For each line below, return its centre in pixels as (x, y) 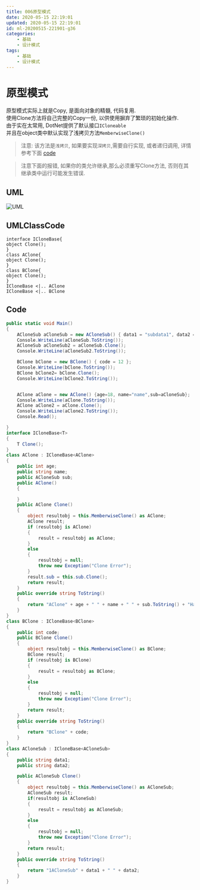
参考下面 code (38, 153)
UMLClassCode (36, 225)
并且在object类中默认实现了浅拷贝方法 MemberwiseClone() (76, 133)
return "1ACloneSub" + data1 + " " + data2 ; (84, 871)
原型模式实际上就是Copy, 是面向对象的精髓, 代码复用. (71, 110)
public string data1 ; (43, 760)
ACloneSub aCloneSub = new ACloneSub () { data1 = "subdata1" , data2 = (106, 335)
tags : (13, 51)
